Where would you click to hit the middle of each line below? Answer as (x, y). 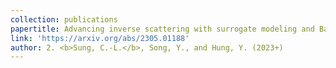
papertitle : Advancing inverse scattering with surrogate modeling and (162, 29)
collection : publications (64, 19)
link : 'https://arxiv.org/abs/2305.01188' (100, 38)
